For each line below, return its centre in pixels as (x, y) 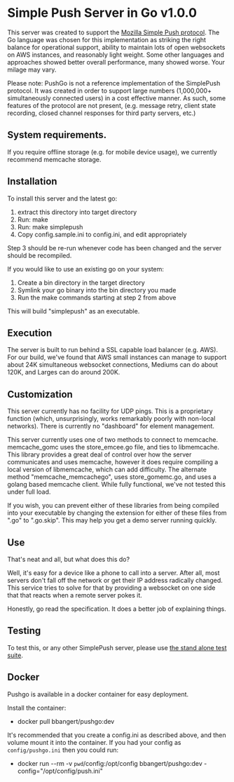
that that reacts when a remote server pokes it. (75, 595)
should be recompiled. (40, 255)
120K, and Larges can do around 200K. (64, 372)
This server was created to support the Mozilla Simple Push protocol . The (113, 32)
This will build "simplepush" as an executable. (74, 311)
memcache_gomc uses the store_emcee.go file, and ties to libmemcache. (113, 447)
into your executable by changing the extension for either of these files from (117, 513)
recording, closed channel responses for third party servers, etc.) (102, 113)
